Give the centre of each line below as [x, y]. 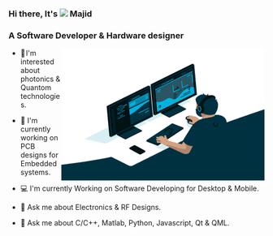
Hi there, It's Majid [50, 14]
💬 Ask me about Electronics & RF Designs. [91, 208]
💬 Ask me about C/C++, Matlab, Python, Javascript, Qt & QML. [125, 223]
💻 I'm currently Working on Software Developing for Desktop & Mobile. [139, 189]
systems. [35, 172]
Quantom [36, 88]
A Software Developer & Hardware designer [96, 35]
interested [37, 62]
